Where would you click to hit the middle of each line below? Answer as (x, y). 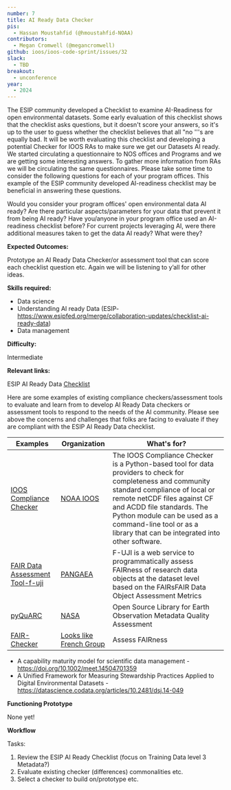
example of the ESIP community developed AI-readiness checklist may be (112, 183)
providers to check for (148, 473)
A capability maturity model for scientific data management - (103, 661)
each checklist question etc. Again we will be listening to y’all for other (107, 267)
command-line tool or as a (155, 525)
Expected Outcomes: (38, 247)
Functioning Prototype (40, 704)
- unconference (35, 78)
